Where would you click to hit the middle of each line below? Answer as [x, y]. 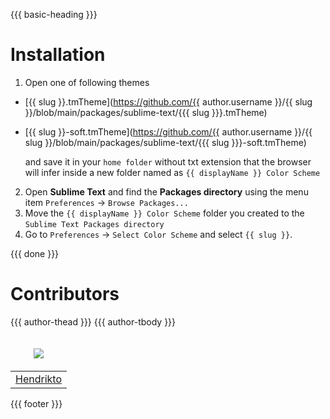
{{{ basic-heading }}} [54, 14]
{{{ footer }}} [36, 403]
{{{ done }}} [35, 253]
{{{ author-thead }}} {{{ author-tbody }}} [93, 321]
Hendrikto [38, 379]
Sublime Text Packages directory [94, 224]
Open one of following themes [87, 82]
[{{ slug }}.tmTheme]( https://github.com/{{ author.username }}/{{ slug [168, 101]
